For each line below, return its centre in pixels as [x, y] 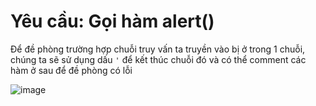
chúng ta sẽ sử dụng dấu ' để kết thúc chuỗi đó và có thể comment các [158, 59]
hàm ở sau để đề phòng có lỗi [71, 70]
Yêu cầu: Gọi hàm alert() [112, 21]
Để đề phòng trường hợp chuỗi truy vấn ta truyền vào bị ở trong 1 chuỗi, [158, 49]
